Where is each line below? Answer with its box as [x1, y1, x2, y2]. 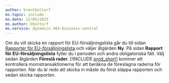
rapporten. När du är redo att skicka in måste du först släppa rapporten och [5, 66, 162, 73]
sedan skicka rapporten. [5, 72, 56, 78]
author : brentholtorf [5, 7, 51, 13]
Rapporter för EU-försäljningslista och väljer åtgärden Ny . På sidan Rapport [5, 45, 163, 51]
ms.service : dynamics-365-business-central [5, 26, 99, 31]
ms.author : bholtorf [5, 21, 49, 27]
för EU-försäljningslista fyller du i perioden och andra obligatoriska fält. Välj [5, 51, 164, 57]
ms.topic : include [5, 12, 44, 17]
